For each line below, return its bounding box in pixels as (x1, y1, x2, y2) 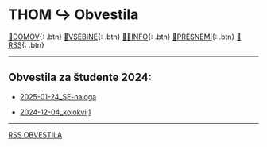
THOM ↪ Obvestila (8, 6, 139, 24)
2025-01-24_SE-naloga (19, 91, 97, 101)
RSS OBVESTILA (8, 130, 63, 140)
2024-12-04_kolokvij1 (19, 107, 91, 117)
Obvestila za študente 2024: (8, 71, 153, 84)
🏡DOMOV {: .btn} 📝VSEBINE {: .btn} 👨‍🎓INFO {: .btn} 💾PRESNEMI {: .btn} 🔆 (8, 32, 242, 41)
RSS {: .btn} (8, 40, 45, 49)
